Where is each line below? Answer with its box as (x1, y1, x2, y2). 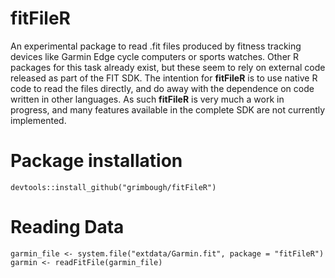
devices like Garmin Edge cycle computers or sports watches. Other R (10, 50, 300, 62)
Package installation (10, 150, 183, 172)
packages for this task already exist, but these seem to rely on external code (10, 61, 326, 73)
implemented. (10, 114, 67, 126)
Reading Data (10, 216, 125, 239)
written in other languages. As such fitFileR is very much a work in (10, 93, 285, 105)
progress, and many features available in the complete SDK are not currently (10, 103, 326, 116)
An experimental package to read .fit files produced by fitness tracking (10, 40, 302, 52)
